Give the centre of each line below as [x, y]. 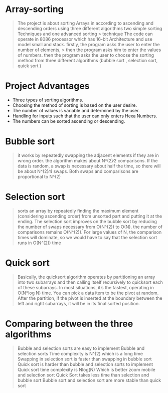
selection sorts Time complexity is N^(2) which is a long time [80, 353]
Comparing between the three [69, 324]
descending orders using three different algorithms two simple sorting [90, 28]
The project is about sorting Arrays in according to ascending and [86, 23]
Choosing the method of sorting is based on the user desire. [75, 105]
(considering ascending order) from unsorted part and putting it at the [90, 216]
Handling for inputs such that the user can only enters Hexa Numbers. [85, 116]
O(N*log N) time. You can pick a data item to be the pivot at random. [88, 293]
